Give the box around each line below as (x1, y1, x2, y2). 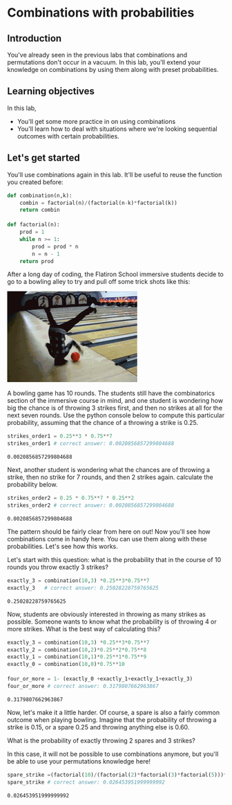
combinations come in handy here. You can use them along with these (7, 534, 207, 543)
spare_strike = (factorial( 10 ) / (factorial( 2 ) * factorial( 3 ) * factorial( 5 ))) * (7, 771, 227, 778)
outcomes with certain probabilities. (17, 132, 119, 140)
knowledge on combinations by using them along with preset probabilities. (7, 66, 219, 73)
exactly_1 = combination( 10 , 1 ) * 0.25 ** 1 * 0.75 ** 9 (7, 653, 147, 660)
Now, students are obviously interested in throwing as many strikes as (7, 610, 206, 618)
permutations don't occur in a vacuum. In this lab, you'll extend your (7, 58, 202, 66)
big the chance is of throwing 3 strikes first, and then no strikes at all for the (7, 404, 223, 413)
